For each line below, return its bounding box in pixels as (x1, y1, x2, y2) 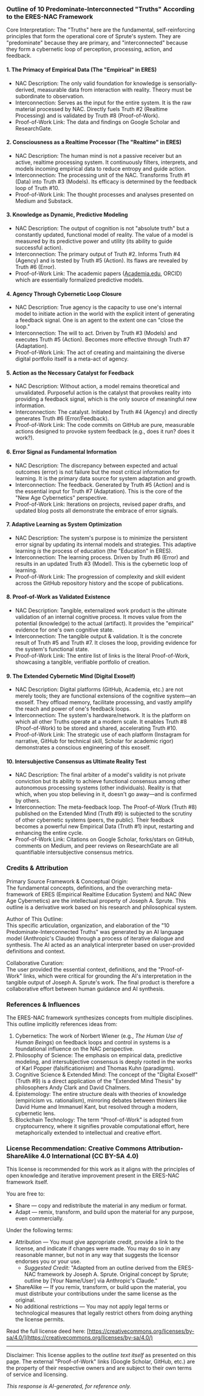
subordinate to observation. (15, 92, 85, 100)
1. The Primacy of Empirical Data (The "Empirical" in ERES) (6, 66, 157, 73)
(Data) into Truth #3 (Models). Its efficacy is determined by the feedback (15, 178, 197, 185)
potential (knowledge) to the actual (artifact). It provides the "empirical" (15, 619, 194, 627)
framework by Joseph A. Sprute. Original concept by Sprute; (37, 1271, 189, 1278)
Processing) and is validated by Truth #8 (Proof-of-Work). (15, 112, 160, 119)
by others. (15, 797, 41, 805)
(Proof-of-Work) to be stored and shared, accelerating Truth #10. (15, 724, 177, 732)
